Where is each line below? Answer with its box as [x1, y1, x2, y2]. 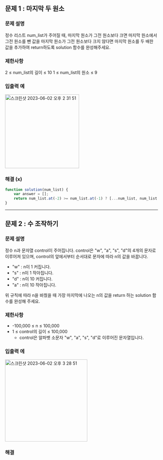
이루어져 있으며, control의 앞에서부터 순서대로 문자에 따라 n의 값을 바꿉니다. [5, 253, 148, 259]
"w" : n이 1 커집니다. [12, 263, 51, 270]
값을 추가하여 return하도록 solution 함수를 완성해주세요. [5, 44, 111, 50]
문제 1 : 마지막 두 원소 [5, 4, 65, 13]
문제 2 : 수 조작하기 [5, 220, 59, 228]
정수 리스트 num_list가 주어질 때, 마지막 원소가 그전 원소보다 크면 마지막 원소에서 [5, 32, 158, 38]
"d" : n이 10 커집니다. [12, 276, 53, 282]
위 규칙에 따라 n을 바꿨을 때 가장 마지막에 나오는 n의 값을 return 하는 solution [5, 292, 151, 298]
